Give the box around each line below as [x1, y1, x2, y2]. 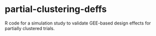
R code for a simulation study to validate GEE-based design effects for [5, 20, 151, 26]
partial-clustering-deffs [5, 3, 107, 15]
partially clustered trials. [5, 25, 55, 31]
